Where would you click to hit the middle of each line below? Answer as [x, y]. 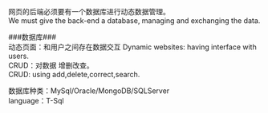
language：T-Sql [36, 101]
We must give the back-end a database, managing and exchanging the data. [134, 21]
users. [19, 56]
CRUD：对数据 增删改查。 [51, 65]
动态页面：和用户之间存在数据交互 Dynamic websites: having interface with [132, 47]
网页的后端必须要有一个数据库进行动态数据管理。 [89, 12]
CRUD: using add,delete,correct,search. [74, 74]
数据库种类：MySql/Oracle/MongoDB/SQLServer [89, 91]
